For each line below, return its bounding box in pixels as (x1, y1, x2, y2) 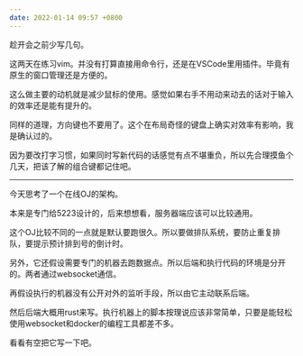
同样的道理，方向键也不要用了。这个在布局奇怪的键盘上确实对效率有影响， (9, 119, 286, 130)
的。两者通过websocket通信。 (9, 268, 122, 279)
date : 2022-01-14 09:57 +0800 (9, 13, 124, 23)
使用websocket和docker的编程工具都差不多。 (9, 317, 179, 329)
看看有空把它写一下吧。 (9, 337, 96, 348)
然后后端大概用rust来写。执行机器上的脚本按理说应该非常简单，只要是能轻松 (9, 306, 293, 317)
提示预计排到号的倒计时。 (32, 238, 128, 249)
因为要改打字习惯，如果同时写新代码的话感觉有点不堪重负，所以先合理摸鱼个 (9, 150, 294, 160)
